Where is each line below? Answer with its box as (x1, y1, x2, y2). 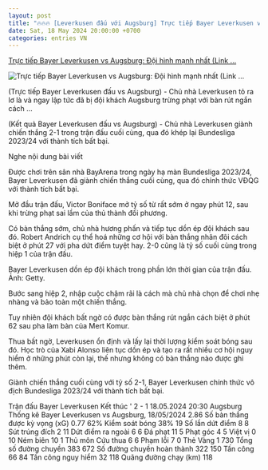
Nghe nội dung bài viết (8, 152, 84, 161)
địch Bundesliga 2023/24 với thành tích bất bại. (8, 386, 165, 396)
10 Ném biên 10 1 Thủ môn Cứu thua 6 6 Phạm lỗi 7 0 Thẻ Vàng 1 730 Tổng (8, 436, 253, 445)
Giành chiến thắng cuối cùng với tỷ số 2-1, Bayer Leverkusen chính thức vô (8, 377, 255, 388)
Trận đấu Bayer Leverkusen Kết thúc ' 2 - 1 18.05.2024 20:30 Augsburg (8, 401, 242, 412)
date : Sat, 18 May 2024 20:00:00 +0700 (8, 26, 141, 34)
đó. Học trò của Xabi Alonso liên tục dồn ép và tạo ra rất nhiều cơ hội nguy (8, 345, 254, 355)
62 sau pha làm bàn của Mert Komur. (8, 321, 130, 331)
